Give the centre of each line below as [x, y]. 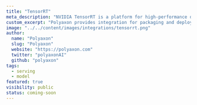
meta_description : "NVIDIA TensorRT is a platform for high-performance [97, 17]
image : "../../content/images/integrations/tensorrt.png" [78, 28]
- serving [23, 71]
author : [16, 33]
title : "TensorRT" [28, 11]
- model [21, 76]
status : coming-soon [31, 93]
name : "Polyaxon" [33, 38]
